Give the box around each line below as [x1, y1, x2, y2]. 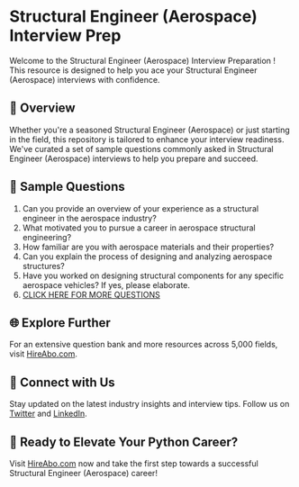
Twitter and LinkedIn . [9, 408, 87, 419]
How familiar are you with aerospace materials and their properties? [22, 241, 275, 252]
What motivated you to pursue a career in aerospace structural [22, 222, 256, 233]
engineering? [22, 231, 72, 242]
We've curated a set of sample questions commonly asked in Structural [9, 143, 275, 154]
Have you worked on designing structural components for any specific [22, 270, 285, 281]
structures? [22, 260, 65, 271]
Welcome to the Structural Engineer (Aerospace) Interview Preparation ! [9, 55, 276, 66]
